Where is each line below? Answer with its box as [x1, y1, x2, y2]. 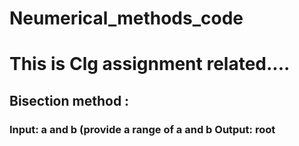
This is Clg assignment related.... [9, 53, 291, 76]
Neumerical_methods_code [9, 7, 244, 30]
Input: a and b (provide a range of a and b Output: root [9, 122, 276, 136]
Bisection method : [9, 92, 130, 109]
